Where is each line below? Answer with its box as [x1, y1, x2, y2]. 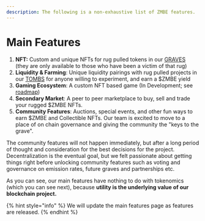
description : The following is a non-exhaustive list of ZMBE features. [6, 9, 196, 15]
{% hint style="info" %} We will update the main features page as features [6, 201, 194, 209]
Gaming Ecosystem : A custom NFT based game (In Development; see [15, 81, 193, 89]
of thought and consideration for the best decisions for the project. [6, 145, 175, 153]
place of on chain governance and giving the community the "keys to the [15, 121, 199, 128]
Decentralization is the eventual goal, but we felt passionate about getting [6, 152, 192, 159]
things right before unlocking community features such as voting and [6, 159, 181, 166]
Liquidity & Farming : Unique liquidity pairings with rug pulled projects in [15, 69, 198, 76]
